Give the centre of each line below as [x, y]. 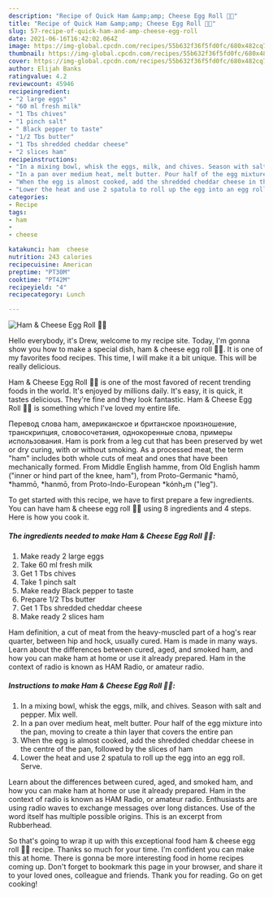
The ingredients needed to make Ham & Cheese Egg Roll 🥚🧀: [112, 536]
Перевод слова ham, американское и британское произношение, [123, 424]
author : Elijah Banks [45, 69]
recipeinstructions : [43, 159]
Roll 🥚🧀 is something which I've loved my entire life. [95, 408]
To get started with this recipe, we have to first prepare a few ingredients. [131, 500]
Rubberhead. [30, 826]
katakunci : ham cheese [49, 250]
